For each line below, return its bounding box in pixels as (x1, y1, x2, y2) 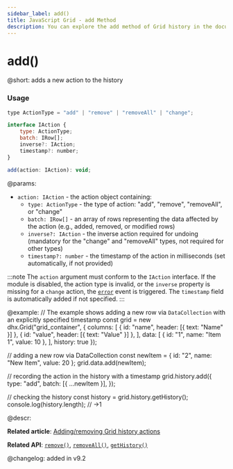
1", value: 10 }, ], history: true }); (7, 338, 97, 346)
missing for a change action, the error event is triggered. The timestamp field (7, 287, 224, 295)
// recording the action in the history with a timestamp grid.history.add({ (7, 372, 212, 380)
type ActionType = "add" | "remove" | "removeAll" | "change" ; (7, 109, 194, 116)
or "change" (27, 207, 62, 215)
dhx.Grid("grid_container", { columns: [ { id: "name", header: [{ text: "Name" (7, 322, 223, 331)
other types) (27, 244, 64, 252)
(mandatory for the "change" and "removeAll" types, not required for (27, 237, 224, 245)
